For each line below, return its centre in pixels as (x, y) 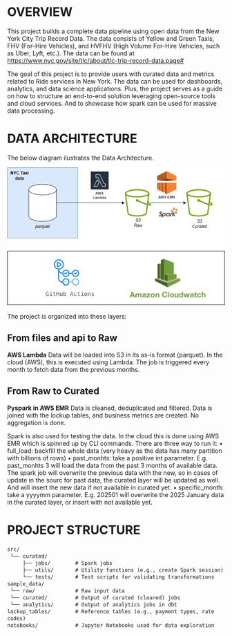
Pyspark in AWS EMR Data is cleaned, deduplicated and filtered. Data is (110, 408)
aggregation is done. (37, 422)
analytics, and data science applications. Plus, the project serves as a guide (115, 88)
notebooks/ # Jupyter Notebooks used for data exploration (111, 625)
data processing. (31, 111)
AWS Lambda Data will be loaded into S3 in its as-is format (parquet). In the (115, 355)
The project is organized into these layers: (67, 317)
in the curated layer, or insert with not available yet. (80, 502)
